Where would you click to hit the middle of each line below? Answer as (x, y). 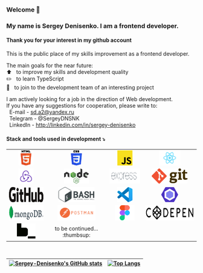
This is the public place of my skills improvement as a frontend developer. (98, 54)
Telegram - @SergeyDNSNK (44, 119)
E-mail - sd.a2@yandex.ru (41, 112)
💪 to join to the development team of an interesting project (80, 88)
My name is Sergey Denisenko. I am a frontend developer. (93, 25)
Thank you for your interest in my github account (69, 40)
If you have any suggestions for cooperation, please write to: (82, 106)
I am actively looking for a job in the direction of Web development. (90, 99)
